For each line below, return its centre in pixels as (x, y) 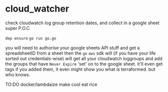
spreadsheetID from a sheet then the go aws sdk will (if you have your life (80, 53)
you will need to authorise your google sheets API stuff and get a (73, 48)
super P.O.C (18, 28)
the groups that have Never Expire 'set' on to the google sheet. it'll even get (84, 64)
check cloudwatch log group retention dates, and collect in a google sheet (82, 23)
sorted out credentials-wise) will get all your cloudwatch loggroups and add (84, 58)
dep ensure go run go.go (31, 38)
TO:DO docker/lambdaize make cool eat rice (51, 84)
